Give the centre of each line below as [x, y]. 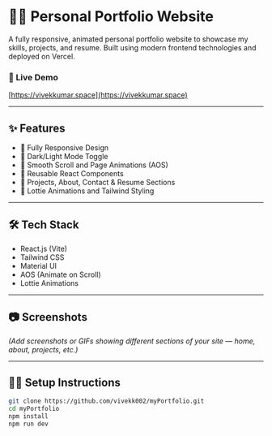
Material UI [38, 265]
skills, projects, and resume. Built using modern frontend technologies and [132, 47]
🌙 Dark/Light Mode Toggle [64, 157]
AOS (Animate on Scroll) [60, 274]
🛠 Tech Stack [44, 225]
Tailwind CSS [42, 257]
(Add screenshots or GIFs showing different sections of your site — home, [132, 341]
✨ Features [37, 128]
